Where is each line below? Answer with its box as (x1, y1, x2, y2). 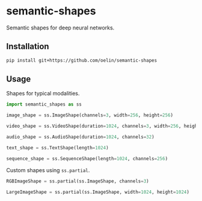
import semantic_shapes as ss (6, 101, 82, 107)
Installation (6, 41, 49, 52)
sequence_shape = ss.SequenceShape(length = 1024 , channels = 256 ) (6, 155, 168, 161)
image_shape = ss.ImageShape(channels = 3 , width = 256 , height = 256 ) (6, 112, 173, 118)
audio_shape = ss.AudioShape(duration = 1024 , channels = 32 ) (6, 134, 155, 140)
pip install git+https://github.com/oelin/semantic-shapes (6, 57, 158, 64)
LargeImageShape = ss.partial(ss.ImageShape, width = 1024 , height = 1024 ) (6, 189, 189, 195)
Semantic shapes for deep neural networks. (6, 24, 115, 31)
